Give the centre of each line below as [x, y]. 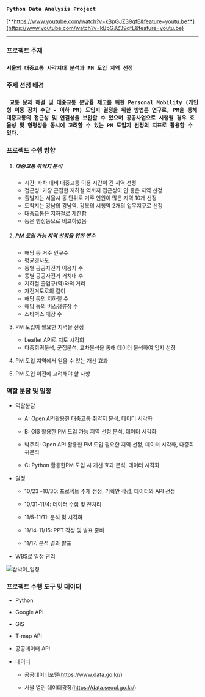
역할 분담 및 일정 [29, 391]
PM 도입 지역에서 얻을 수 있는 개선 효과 [62, 360]
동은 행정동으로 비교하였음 [56, 220]
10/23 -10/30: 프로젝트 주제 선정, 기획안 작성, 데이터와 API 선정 [100, 491]
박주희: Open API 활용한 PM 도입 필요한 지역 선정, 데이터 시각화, [101, 445]
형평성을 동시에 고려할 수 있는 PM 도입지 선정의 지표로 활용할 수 [110, 125]
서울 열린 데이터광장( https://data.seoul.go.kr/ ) [80, 688]
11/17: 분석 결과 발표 [48, 543]
